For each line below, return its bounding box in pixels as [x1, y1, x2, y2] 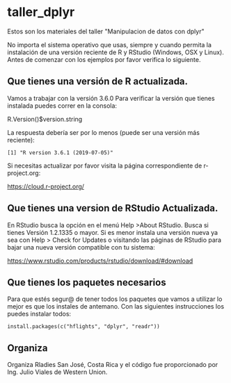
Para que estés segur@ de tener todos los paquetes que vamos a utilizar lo [7, 295, 223, 303]
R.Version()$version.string [7, 115, 83, 123]
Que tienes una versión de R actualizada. [7, 76, 189, 88]
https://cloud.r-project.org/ [7, 182, 85, 190]
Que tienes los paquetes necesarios [7, 276, 166, 288]
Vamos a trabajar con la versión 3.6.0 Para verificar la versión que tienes [7, 94, 215, 102]
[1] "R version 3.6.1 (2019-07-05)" [7, 149, 113, 156]
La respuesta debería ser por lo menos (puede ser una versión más [7, 128, 200, 136]
